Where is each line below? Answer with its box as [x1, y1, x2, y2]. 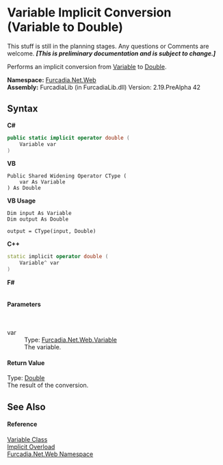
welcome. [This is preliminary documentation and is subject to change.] [7, 49, 216, 58]
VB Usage [7, 197, 36, 205]
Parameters [7, 300, 41, 308]
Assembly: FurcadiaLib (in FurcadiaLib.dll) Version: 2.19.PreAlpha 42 [7, 83, 200, 91]
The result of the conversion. [7, 381, 89, 390]
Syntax [7, 103, 38, 114]
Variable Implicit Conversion [7, 5, 172, 21]
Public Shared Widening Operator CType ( [7, 173, 127, 179]
